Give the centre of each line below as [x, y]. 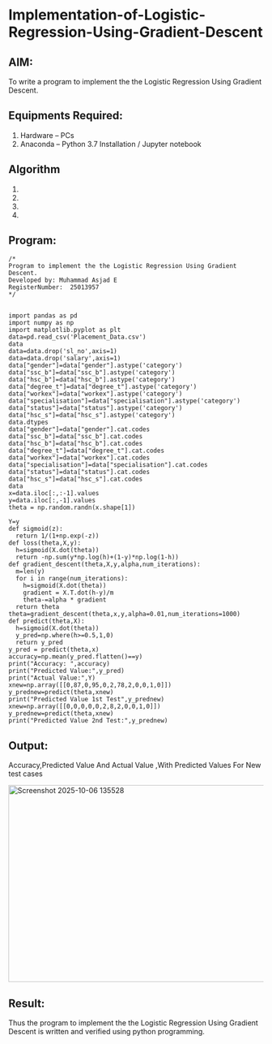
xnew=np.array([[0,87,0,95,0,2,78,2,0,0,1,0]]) [90, 685]
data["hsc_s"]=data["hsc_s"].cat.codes [76, 479]
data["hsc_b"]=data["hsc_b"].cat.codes [76, 444]
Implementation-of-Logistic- [107, 15]
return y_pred [39, 643]
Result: [27, 1003]
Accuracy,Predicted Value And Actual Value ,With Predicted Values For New [135, 766]
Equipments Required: [66, 116]
